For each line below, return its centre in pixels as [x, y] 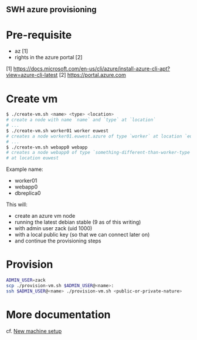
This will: [17, 204]
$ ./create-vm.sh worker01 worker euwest [57, 131]
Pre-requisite [39, 35]
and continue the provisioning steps [58, 241]
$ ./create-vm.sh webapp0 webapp [47, 147]
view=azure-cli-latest [32, 75]
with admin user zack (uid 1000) [53, 228]
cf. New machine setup [34, 331]
